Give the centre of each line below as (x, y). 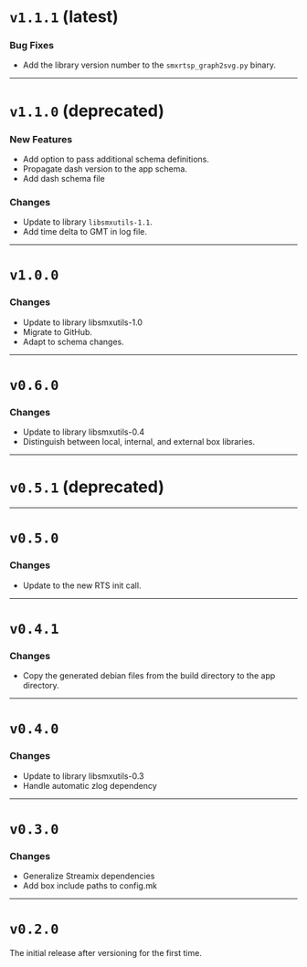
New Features (41, 139)
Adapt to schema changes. (74, 342)
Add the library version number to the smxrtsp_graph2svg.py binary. (149, 65)
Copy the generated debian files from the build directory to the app (149, 676)
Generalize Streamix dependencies (89, 876)
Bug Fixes (32, 46)
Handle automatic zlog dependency (90, 785)
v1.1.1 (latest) (64, 17)
